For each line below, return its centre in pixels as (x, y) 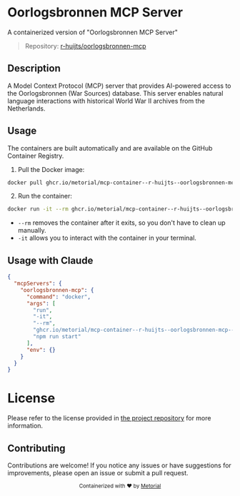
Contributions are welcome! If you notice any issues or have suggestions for (120, 465)
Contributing (36, 448)
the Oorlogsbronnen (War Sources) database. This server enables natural (115, 93)
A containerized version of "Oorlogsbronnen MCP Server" (93, 32)
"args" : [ (41, 303)
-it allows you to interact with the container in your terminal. (107, 238)
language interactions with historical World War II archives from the (106, 101)
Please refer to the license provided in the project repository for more (109, 418)
